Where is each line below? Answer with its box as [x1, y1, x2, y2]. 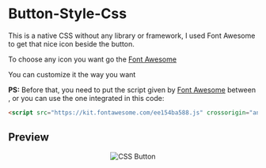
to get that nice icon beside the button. [8, 39, 135, 48]
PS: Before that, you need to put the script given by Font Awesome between [8, 84, 256, 95]
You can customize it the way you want [8, 69, 136, 79]
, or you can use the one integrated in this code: [8, 93, 165, 103]
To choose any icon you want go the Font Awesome [8, 54, 177, 64]
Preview [8, 131, 50, 144]
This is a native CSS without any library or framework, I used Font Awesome [8, 31, 256, 40]
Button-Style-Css [8, 5, 127, 23]
